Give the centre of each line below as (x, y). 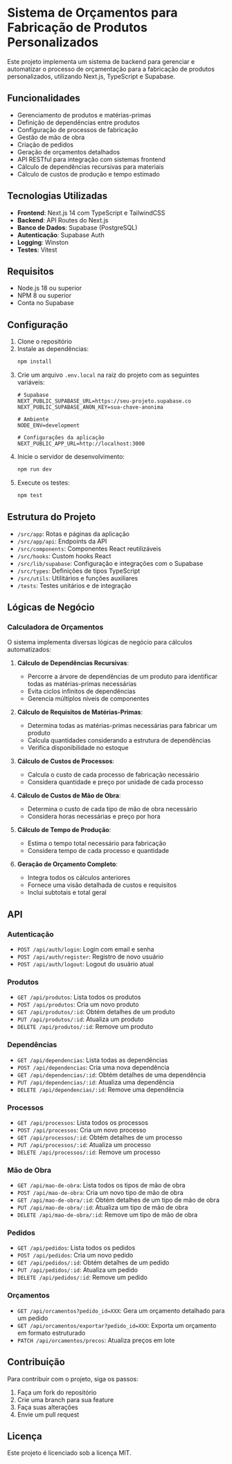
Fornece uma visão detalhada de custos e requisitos (102, 885)
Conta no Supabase (45, 303)
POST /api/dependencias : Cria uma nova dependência (93, 1067)
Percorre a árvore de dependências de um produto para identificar (123, 676)
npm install (34, 362)
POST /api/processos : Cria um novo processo (82, 1130)
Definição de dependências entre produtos (78, 122)
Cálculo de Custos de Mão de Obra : (69, 796)
